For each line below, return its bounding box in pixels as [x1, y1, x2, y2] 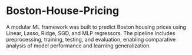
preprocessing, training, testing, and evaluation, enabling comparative [6, 36, 176, 43]
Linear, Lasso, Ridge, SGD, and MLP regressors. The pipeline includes [6, 29, 176, 36]
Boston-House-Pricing [6, 4, 120, 18]
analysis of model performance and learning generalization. [6, 42, 151, 49]
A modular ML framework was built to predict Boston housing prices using [6, 23, 187, 30]
